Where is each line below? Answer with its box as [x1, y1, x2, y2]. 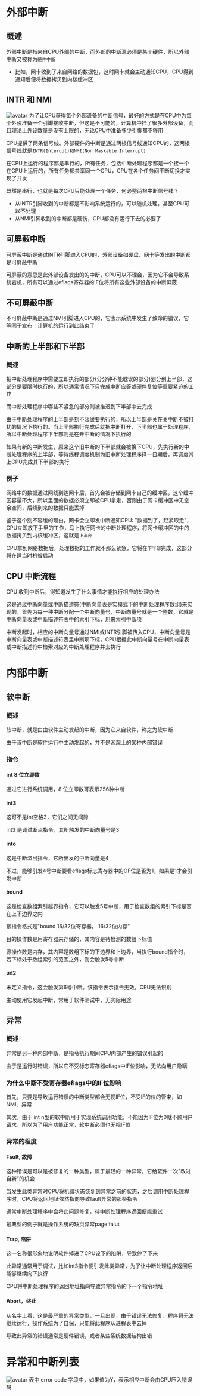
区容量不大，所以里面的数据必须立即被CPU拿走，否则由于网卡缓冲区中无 [6, 497, 185, 504]
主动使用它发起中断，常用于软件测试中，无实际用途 [6, 997, 132, 1004]
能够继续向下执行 [6, 1270, 48, 1277]
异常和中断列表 [6, 1355, 80, 1369]
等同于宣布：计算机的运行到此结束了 [6, 322, 95, 329]
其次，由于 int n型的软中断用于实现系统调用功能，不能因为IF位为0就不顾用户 [6, 1114, 193, 1121]
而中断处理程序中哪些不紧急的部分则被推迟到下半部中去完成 [6, 403, 152, 410]
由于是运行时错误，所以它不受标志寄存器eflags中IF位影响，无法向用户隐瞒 [6, 1062, 187, 1069]
